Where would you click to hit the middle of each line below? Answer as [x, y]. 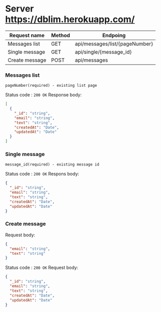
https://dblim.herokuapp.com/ [70, 19]
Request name [27, 35]
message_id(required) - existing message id [52, 165]
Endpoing [114, 35]
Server [19, 9]
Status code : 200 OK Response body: [43, 95]
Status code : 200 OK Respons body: [42, 174]
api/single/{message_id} [103, 52]
